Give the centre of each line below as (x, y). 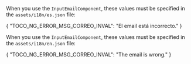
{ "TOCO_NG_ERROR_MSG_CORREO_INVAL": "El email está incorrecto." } (94, 26)
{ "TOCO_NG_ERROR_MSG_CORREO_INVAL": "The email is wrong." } (89, 54)
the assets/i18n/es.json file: (41, 15)
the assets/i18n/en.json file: (41, 43)
